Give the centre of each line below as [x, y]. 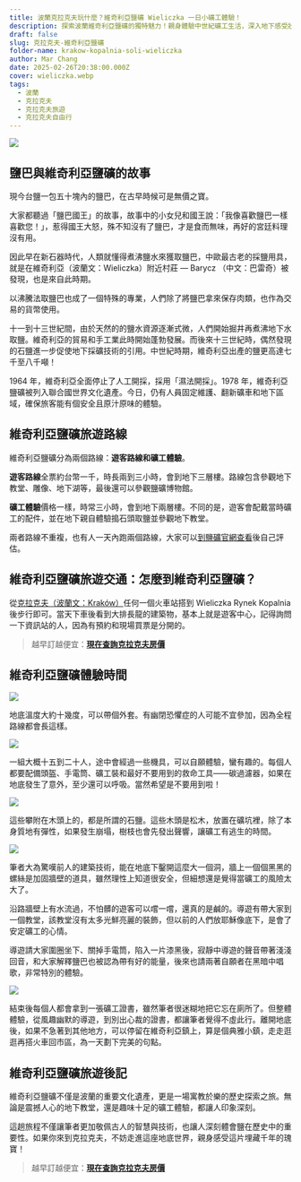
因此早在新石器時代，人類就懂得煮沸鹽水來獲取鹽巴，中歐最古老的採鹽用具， [150, 256]
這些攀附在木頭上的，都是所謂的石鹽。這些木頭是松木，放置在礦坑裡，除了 [146, 820]
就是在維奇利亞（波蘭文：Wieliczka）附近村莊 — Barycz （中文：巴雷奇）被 [149, 267]
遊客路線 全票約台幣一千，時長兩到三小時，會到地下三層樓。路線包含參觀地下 [150, 477]
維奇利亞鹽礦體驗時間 [68, 674]
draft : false [34, 34]
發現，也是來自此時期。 [52, 279]
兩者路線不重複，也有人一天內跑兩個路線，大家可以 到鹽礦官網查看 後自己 [142, 537]
